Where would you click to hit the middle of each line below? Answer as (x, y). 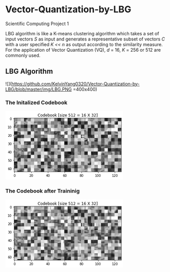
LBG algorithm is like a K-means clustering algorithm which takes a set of (82, 33)
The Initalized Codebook (36, 102)
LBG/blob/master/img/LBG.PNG (39, 89)
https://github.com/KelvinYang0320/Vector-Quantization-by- (76, 83)
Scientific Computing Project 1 (37, 24)
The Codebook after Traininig (43, 191)
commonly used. (23, 55)
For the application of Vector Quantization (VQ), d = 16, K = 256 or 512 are (83, 50)
